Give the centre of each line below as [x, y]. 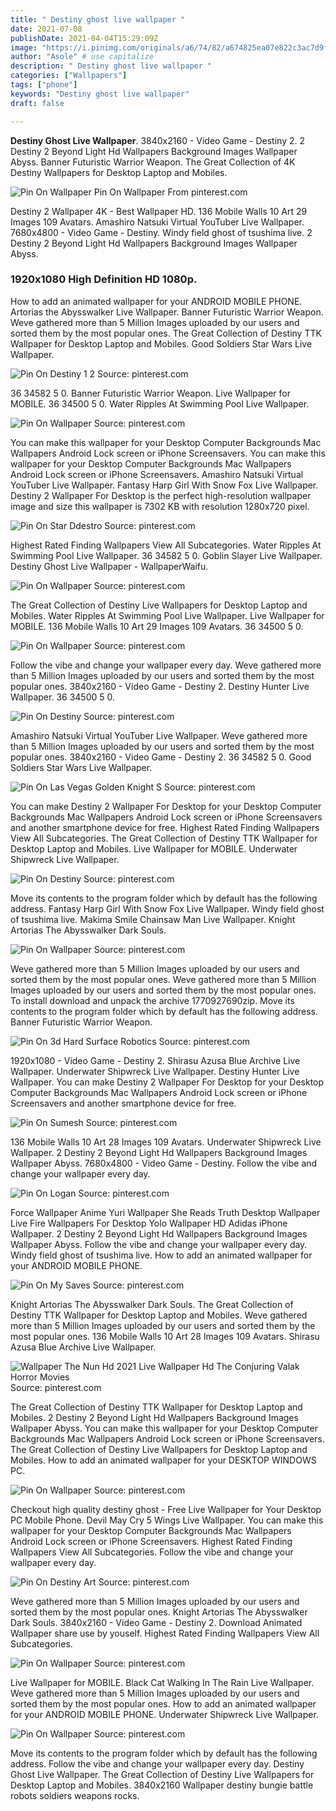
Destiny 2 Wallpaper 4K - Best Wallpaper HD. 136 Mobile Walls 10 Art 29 [159, 211]
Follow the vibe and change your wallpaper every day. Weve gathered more [166, 665]
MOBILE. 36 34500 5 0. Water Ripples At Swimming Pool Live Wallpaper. [160, 403]
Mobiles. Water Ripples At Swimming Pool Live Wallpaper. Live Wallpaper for [167, 615]
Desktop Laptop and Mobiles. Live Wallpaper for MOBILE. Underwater [154, 848]
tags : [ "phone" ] [44, 85]
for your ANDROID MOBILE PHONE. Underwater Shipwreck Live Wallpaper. [164, 1714]
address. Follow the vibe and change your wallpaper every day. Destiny [157, 1763]
